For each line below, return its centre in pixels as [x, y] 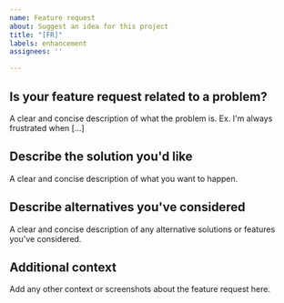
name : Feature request [52, 18]
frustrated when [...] [47, 127]
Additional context [63, 267]
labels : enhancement [49, 43]
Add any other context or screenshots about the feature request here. [140, 289]
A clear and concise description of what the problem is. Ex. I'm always [141, 118]
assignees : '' [36, 52]
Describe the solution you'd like [101, 157]
